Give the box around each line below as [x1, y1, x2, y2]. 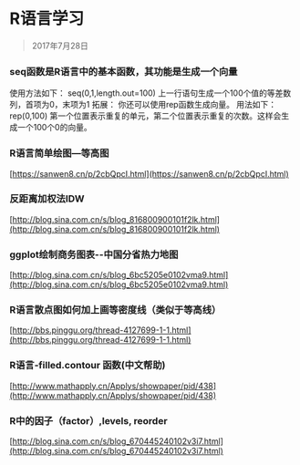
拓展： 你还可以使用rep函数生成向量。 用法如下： [91, 99, 277, 110]
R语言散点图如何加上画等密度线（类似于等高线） [9, 304, 222, 316]
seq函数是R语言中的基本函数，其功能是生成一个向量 [9, 65, 238, 77]
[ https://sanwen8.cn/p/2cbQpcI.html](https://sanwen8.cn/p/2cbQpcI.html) [9, 168, 289, 179]
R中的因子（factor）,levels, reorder [9, 414, 168, 427]
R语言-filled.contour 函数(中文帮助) [9, 359, 166, 372]
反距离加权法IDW [9, 192, 85, 205]
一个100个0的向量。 [16, 122, 93, 133]
